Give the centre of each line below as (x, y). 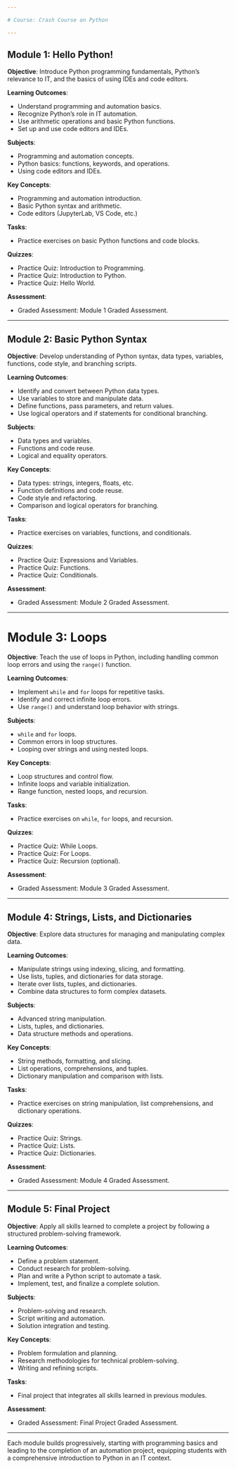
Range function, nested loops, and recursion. (83, 792)
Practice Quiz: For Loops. (54, 854)
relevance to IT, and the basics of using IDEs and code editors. (98, 79)
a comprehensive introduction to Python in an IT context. (90, 1458)
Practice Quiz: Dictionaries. (57, 1153)
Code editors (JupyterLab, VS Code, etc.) (78, 214)
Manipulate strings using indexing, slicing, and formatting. (101, 969)
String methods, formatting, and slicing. (74, 1061)
